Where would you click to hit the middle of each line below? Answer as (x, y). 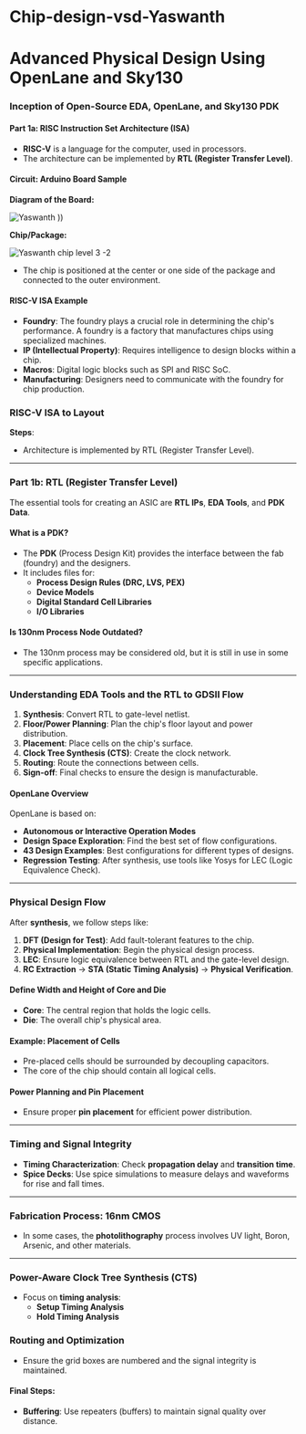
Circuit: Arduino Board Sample (68, 179)
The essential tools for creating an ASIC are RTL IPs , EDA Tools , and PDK (147, 502)
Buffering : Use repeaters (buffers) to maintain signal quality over (144, 1411)
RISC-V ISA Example (49, 301)
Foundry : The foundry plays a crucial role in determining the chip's (148, 320)
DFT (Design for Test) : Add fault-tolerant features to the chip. (138, 940)
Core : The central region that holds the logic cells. (117, 1010)
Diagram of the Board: (52, 199)
